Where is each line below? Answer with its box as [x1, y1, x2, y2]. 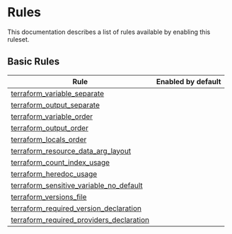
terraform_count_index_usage [11, 157, 110, 167]
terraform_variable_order [11, 111, 93, 121]
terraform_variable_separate [11, 88, 105, 98]
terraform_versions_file [11, 192, 87, 201]
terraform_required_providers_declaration [11, 215, 150, 225]
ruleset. [7, 35, 30, 43]
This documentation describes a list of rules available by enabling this [7, 28, 211, 36]
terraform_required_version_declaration [11, 203, 141, 213]
